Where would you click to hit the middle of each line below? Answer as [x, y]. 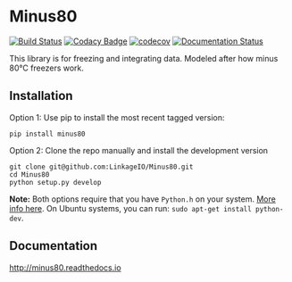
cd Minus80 [29, 174]
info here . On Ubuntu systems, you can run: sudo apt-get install [130, 208]
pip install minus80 [48, 134]
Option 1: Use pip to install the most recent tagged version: [117, 117]
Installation [41, 96]
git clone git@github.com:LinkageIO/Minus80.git [101, 167]
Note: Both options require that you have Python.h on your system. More [143, 199]
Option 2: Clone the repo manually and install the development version [139, 150]
